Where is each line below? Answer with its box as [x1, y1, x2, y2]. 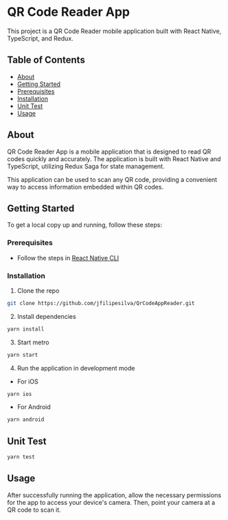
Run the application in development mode [16, 364, 135, 372]
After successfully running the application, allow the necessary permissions [7, 490, 222, 499]
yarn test [7, 454, 36, 461]
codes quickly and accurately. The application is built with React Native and [7, 154, 221, 163]
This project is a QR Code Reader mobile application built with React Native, [7, 27, 222, 35]
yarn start [7, 351, 38, 358]
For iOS [16, 377, 39, 386]
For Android [16, 403, 52, 411]
